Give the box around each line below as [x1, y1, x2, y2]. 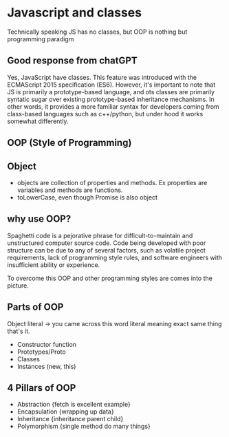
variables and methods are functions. [17, 186, 123, 194]
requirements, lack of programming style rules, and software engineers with [7, 253, 222, 262]
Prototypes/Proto [17, 348, 67, 356]
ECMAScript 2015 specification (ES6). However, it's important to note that [7, 81, 215, 89]
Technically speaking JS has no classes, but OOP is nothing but [7, 28, 188, 36]
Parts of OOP [7, 301, 64, 313]
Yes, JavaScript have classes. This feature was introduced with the [7, 73, 197, 81]
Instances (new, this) [17, 362, 76, 370]
